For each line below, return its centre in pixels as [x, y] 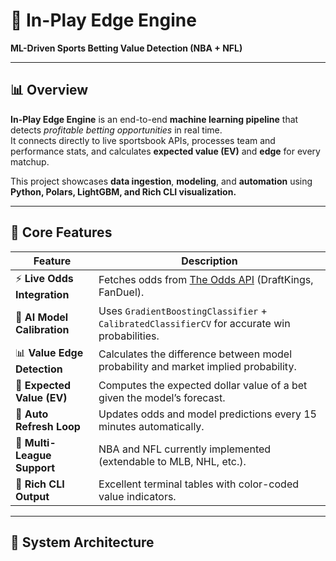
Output [32, 496]
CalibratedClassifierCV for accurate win [194, 323]
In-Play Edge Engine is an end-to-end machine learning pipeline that [154, 119]
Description [209, 261]
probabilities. [129, 336]
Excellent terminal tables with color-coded [199, 484]
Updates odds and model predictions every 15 [207, 414]
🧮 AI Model [42, 317]
